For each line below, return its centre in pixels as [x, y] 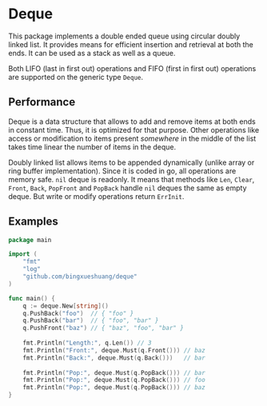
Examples [33, 222]
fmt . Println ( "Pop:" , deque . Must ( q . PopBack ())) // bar [114, 372]
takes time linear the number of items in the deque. [92, 147]
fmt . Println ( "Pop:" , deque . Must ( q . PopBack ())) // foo [114, 380]
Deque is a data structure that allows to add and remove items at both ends [132, 121]
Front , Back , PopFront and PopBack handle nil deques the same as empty [128, 188]
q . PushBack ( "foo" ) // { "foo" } [78, 313]
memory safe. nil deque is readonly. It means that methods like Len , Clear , [132, 179]
